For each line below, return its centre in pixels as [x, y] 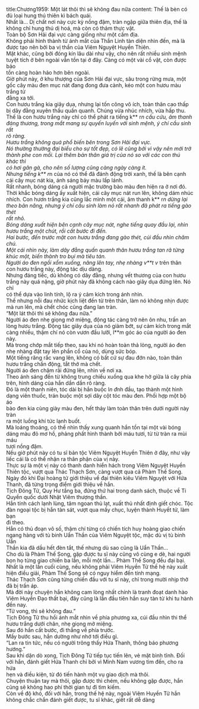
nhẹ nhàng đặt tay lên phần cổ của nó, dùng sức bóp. [72, 351]
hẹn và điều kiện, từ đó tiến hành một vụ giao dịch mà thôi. [78, 674]
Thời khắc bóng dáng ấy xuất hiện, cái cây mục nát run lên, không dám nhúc [100, 193]
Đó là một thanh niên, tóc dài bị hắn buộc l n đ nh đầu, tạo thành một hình [94, 389]
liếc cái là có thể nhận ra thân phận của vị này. [63, 459]
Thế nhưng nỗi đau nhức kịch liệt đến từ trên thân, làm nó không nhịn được [97, 301]
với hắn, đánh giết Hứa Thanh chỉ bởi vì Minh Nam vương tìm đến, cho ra [95, 662]
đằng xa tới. [20, 98]
